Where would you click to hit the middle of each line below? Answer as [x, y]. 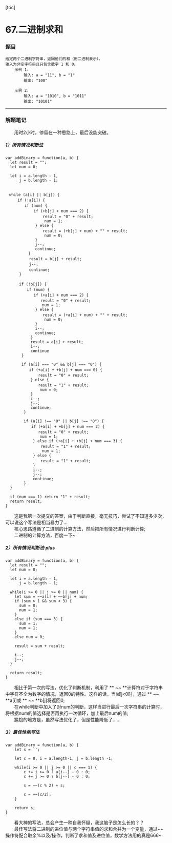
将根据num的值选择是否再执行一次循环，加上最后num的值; [67, 713]
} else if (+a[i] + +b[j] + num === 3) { [78, 441]
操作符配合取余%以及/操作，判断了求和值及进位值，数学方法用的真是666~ [84, 835]
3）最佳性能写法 [23, 732]
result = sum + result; [40, 646]
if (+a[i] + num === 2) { [61, 295]
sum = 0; [28, 605]
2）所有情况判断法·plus [30, 548]
